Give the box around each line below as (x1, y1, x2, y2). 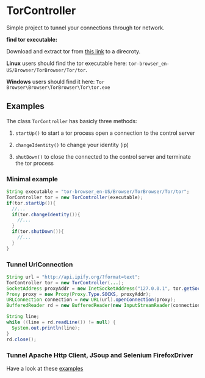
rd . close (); (6, 336, 37, 342)
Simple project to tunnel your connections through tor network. (6, 24, 165, 31)
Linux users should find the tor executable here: (6, 59, 128, 67)
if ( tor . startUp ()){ (6, 200, 56, 206)
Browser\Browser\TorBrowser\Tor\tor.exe (6, 84, 111, 91)
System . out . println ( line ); (12, 325, 81, 331)
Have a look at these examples (6, 365, 84, 372)
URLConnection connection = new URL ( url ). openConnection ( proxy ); (6, 297, 176, 303)
